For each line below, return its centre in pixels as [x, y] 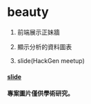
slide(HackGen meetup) [51, 60]
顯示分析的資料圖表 [44, 46]
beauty [28, 12]
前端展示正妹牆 [38, 32]
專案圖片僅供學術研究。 [40, 94]
